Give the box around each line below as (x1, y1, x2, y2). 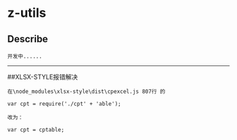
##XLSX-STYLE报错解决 (7, 72, 78, 81)
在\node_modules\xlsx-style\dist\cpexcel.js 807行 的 (7, 88, 166, 95)
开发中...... (7, 53, 42, 60)
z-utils (7, 5, 47, 21)
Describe (7, 33, 48, 45)
